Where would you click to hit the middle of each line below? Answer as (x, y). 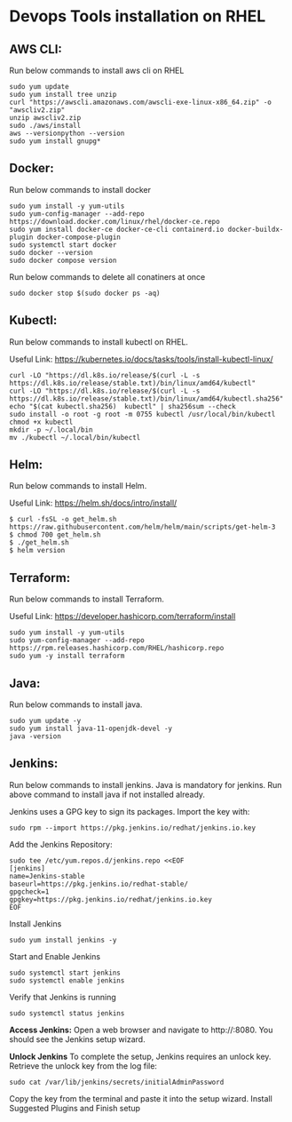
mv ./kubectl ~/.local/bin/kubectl (75, 437)
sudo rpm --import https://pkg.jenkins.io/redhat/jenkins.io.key (132, 828)
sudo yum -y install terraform (67, 656)
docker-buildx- (256, 229)
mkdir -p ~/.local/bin (51, 430)
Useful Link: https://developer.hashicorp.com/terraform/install (122, 617)
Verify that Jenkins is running (63, 997)
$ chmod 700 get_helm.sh (55, 535)
